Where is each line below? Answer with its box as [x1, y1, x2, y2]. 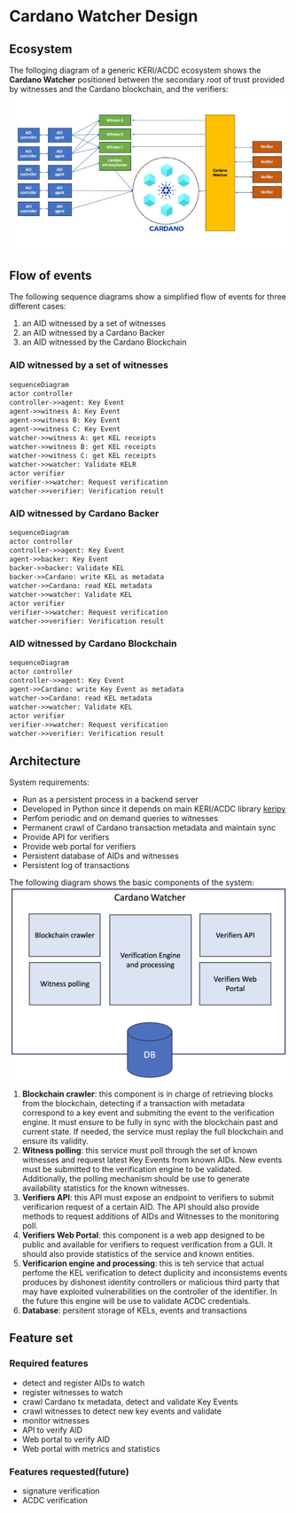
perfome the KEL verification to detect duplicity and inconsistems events [21, 1267, 288, 1277]
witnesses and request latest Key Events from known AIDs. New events [21, 1154, 283, 1165]
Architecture [9, 753, 82, 768]
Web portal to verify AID [21, 1433, 111, 1445]
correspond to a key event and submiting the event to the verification [21, 1107, 275, 1118]
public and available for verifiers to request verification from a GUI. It [21, 1238, 273, 1250]
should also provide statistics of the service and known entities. [21, 1248, 255, 1259]
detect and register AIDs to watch [21, 1377, 145, 1388]
